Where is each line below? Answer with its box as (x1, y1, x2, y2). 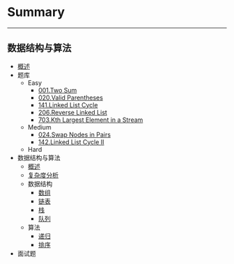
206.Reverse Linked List (38, 108, 108, 116)
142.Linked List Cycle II (38, 137, 104, 146)
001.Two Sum (38, 86, 77, 94)
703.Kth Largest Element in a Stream (38, 116, 143, 124)
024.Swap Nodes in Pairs (38, 130, 111, 139)
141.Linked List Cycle (38, 100, 98, 109)
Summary (7, 4, 65, 20)
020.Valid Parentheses (38, 93, 103, 102)
